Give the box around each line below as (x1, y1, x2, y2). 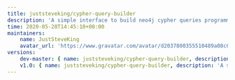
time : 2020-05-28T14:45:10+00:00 (7, 23, 105, 30)
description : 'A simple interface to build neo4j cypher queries (7, 17, 201, 24)
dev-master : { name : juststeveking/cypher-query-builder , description (20, 56, 230, 63)
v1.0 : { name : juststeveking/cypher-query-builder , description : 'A (20, 62, 224, 69)
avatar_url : (20, 42, 55, 49)
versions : (7, 49, 36, 56)
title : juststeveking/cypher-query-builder (7, 10, 136, 17)
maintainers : (7, 29, 45, 37)
